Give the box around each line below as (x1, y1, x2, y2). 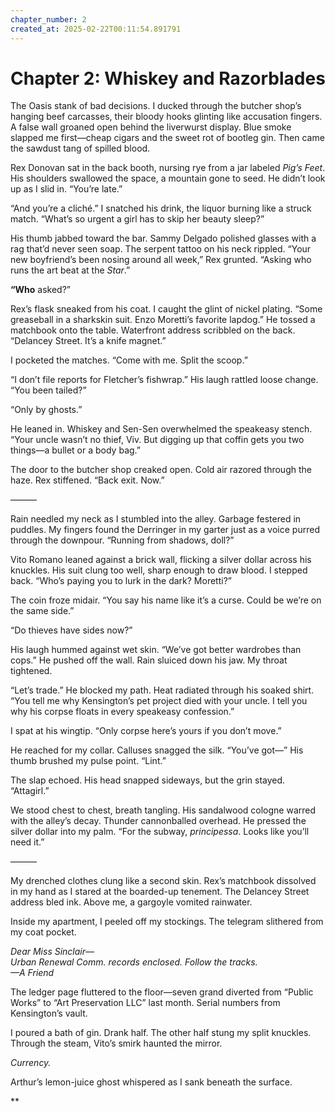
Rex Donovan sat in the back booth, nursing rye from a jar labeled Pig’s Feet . (10, 162, 326, 174)
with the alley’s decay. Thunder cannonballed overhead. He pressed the (10, 815, 307, 827)
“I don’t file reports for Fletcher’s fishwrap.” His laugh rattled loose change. (10, 374, 319, 386)
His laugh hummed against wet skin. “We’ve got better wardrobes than (10, 644, 302, 656)
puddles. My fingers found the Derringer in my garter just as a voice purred (10, 524, 320, 536)
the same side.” (10, 605, 75, 617)
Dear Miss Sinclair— (10, 946, 95, 958)
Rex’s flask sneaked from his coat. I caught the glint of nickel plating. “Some (10, 303, 323, 315)
